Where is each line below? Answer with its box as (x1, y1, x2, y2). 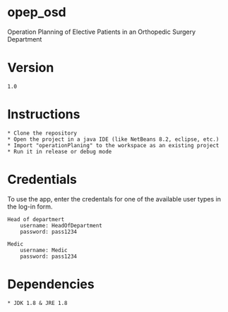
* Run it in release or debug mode (7, 148, 112, 155)
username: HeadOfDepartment (20, 222, 102, 229)
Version (7, 60, 54, 76)
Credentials (7, 172, 78, 187)
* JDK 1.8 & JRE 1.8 (7, 299, 68, 306)
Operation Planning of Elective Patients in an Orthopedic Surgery (7, 27, 196, 36)
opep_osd (7, 4, 66, 20)
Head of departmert (7, 216, 65, 223)
